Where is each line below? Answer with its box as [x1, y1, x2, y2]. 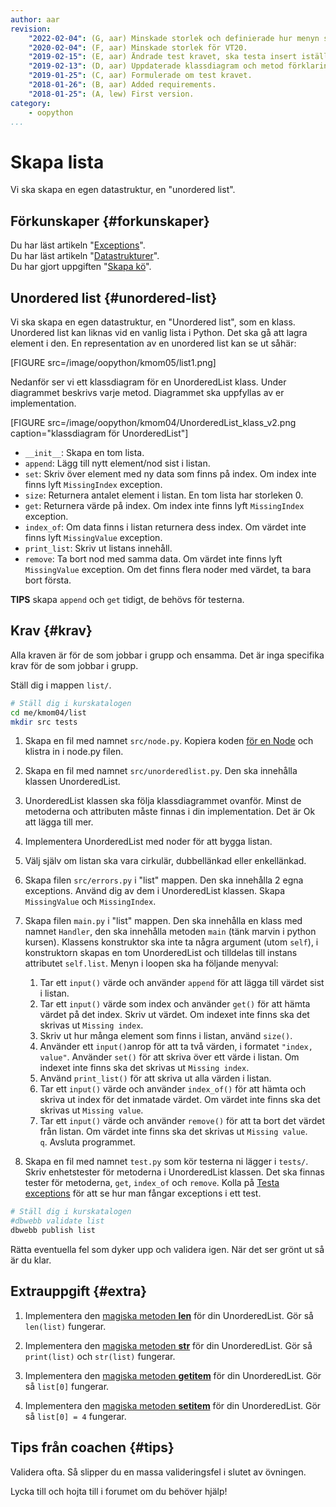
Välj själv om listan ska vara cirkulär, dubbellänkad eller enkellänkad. [24, 855, 307, 867]
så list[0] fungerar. [24, 1380, 110, 1392]
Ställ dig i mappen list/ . [10, 679, 112, 691]
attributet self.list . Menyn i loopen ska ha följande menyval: [24, 957, 279, 970]
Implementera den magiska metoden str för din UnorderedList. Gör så [24, 1339, 313, 1351]
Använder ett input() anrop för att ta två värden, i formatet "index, [39, 1041, 313, 1053]
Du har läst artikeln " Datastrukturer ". [10, 250, 160, 262]
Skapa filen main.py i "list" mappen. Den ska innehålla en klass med [24, 915, 303, 927]
